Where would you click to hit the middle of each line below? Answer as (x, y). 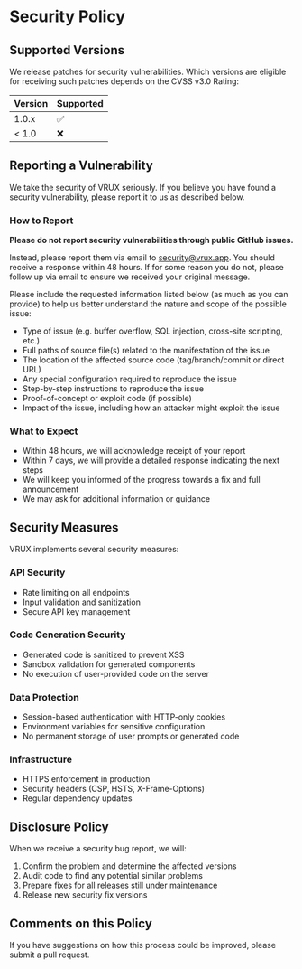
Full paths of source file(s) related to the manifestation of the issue (146, 351)
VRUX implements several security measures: (94, 550)
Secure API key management (76, 611)
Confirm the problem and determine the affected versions (129, 866)
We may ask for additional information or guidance (116, 499)
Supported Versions (67, 50)
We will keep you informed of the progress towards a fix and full (141, 480)
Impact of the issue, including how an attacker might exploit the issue (151, 408)
